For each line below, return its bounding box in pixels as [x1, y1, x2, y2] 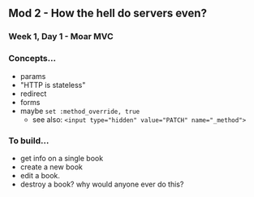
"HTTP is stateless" [19, 80, 86, 90]
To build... [8, 134, 50, 146]
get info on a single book [19, 153, 104, 163]
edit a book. [19, 170, 61, 180]
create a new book [19, 162, 83, 172]
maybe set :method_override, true [19, 106, 140, 116]
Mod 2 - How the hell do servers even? [8, 7, 207, 20]
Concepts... [8, 53, 57, 64]
